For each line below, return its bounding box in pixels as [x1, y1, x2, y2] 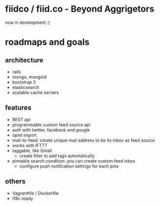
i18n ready [12, 195, 33, 201]
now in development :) [5, 19, 50, 25]
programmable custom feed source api [12, 122, 91, 128]
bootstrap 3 [12, 79, 36, 85]
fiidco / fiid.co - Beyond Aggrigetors [5, 3, 155, 15]
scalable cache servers [12, 89, 60, 95]
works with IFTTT [12, 142, 48, 148]
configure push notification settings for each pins [19, 163, 119, 169]
